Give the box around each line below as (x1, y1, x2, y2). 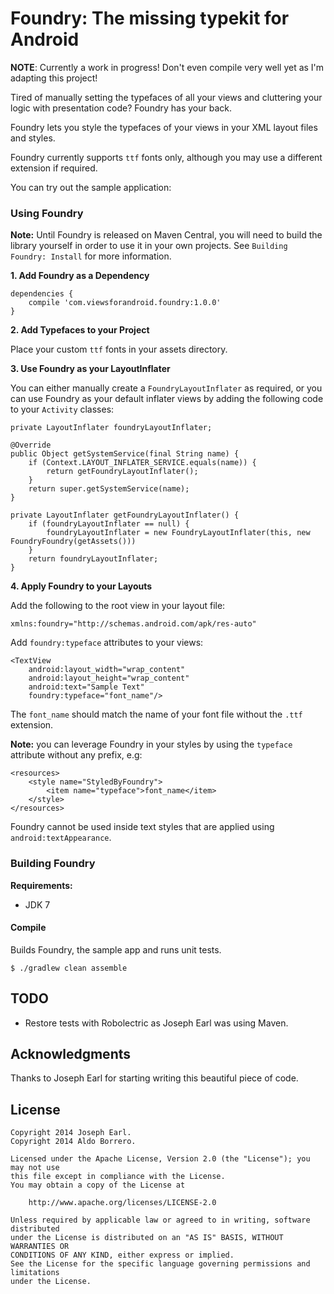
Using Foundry (10, 206, 84, 220)
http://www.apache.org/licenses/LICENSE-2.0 (28, 1198, 217, 1208)
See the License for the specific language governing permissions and (10, 1259, 311, 1269)
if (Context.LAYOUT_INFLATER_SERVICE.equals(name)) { (28, 458, 257, 468)
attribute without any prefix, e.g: (10, 749, 143, 761)
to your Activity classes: (10, 403, 115, 416)
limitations (10, 1268, 60, 1278)
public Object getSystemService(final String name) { (10, 449, 240, 459)
